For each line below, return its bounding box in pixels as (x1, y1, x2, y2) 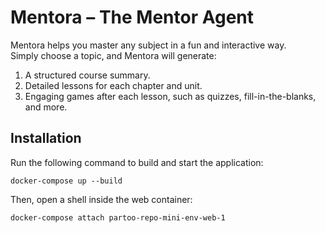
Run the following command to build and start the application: (10, 156, 264, 168)
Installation (10, 130, 82, 147)
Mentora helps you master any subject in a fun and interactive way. (10, 39, 287, 51)
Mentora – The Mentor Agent (10, 6, 255, 29)
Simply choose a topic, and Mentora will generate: (10, 49, 217, 61)
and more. (24, 101, 68, 113)
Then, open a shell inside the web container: (10, 193, 193, 205)
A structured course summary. (24, 69, 151, 81)
